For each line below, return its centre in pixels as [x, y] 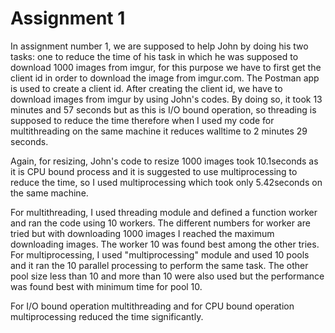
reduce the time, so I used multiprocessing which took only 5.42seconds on [166, 182]
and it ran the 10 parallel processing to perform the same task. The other [159, 265]
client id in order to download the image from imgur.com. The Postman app [165, 78]
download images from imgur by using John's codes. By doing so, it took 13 [166, 99]
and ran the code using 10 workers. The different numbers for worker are [160, 223]
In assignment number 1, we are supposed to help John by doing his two [159, 46]
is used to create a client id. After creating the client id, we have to [146, 88]
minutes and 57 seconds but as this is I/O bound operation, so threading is [163, 109]
